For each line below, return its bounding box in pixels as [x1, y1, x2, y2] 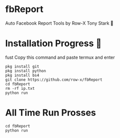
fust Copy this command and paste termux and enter [5, 54, 115, 60]
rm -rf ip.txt [5, 86, 35, 91]
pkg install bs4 [5, 73, 39, 78]
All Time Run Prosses [5, 107, 96, 118]
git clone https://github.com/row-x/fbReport [5, 77, 102, 82]
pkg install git [5, 64, 39, 69]
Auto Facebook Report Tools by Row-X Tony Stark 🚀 [5, 20, 113, 26]
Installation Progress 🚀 [5, 38, 102, 49]
